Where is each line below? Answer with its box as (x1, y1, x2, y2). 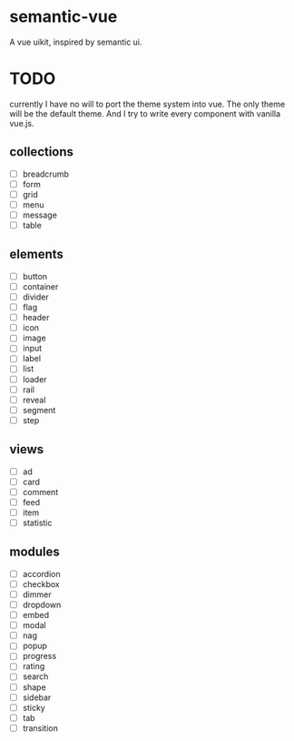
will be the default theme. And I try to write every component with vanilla (9, 107, 281, 119)
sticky (22, 702, 45, 713)
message (22, 209, 57, 220)
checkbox (22, 578, 61, 589)
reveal (22, 394, 46, 405)
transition (22, 722, 59, 734)
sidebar (22, 692, 52, 703)
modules (9, 544, 61, 560)
